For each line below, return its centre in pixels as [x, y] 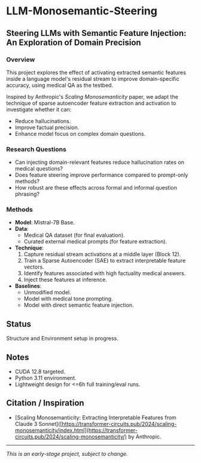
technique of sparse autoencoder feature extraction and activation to [91, 103]
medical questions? [39, 169]
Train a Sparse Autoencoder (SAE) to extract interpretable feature [105, 261]
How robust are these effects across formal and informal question [96, 188]
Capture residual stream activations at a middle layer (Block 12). [102, 254]
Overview [21, 59]
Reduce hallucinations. [43, 121]
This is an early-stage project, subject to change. [67, 453]
